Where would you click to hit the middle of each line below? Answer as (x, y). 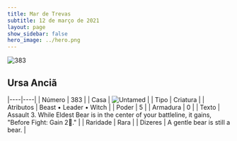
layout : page (27, 27)
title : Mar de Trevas (39, 14)
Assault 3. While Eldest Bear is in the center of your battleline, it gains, (110, 115)
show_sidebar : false (38, 34)
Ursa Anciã (32, 83)
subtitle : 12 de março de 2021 (53, 21)
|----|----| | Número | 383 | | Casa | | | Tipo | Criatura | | (106, 99)
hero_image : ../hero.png (44, 40)
